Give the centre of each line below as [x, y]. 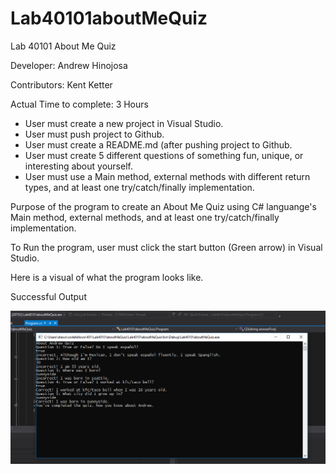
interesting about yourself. [78, 166]
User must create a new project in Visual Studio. [124, 123]
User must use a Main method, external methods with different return [167, 176]
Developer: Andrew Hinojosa [69, 65]
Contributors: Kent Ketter [61, 84]
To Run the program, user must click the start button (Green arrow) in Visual [166, 247]
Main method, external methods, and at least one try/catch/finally [145, 217]
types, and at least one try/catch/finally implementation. [139, 187]
